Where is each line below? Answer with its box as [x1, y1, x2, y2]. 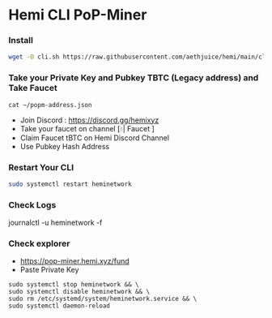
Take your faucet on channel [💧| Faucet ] [19, 123, 155, 133]
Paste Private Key [19, 265, 79, 275]
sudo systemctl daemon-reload [8, 302, 111, 310]
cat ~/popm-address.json [8, 101, 92, 109]
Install [8, 35, 34, 46]
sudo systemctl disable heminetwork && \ [8, 288, 151, 296]
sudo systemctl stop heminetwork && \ [8, 281, 139, 289]
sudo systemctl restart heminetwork [8, 180, 132, 188]
